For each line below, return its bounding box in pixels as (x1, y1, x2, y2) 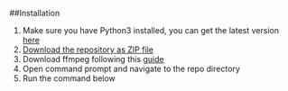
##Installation (9, 8, 60, 18)
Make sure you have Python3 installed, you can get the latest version (22, 25, 280, 35)
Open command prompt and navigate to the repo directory (22, 63, 241, 74)
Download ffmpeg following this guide (22, 54, 164, 64)
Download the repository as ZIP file (22, 44, 153, 55)
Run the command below (22, 73, 116, 84)
